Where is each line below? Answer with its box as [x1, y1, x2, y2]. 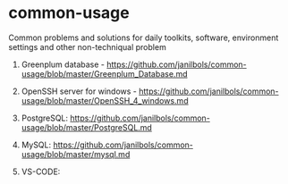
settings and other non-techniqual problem [8, 41, 166, 52]
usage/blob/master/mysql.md [21, 148, 131, 159]
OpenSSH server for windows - [21, 86, 138, 96]
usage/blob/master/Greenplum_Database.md [21, 68, 188, 79]
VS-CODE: [21, 166, 61, 177]
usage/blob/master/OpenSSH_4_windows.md [21, 95, 189, 105]
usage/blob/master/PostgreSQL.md [21, 121, 153, 132]
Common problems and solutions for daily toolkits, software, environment [8, 32, 279, 43]
